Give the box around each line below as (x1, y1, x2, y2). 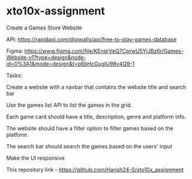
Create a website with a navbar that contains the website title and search (6, 83, 187, 91)
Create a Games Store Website (6, 24, 82, 31)
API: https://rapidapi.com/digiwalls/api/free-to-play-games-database (6, 35, 177, 43)
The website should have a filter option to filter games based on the (6, 124, 174, 132)
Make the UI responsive (6, 154, 65, 162)
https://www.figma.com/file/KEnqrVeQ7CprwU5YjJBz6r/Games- (24, 47, 184, 55)
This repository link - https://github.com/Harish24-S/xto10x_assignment (6, 166, 184, 173)
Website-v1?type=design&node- (6, 53, 86, 61)
